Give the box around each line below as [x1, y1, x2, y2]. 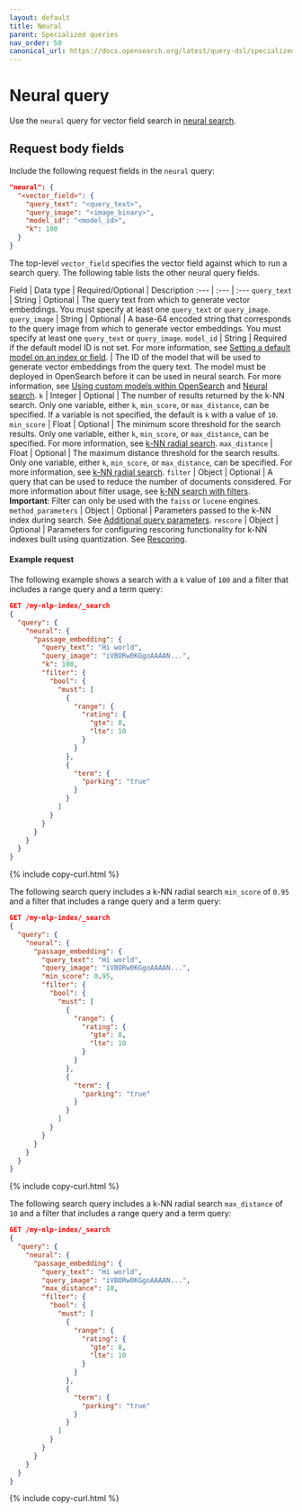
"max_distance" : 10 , [41, 1284, 119, 1293]
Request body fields [9, 141, 124, 157]
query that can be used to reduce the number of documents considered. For [9, 476, 292, 487]
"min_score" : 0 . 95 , [41, 972, 115, 981]
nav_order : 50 [9, 38, 63, 48]
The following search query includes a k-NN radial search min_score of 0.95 [9, 887, 289, 897]
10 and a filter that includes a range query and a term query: [9, 1208, 232, 1219]
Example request [9, 554, 75, 565]
